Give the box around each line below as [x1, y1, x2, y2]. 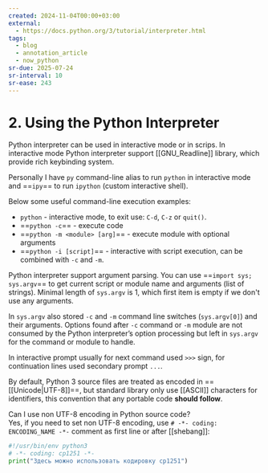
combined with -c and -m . [19, 255, 104, 265]
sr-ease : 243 [8, 79, 52, 87]
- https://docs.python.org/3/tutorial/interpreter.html [15, 27, 206, 35]
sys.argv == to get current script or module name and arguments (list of [8, 279, 245, 289]
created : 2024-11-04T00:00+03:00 [8, 11, 120, 20]
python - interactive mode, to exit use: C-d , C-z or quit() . [19, 212, 207, 222]
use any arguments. [8, 296, 74, 306]
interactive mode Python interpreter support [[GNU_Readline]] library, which [8, 149, 260, 158]
